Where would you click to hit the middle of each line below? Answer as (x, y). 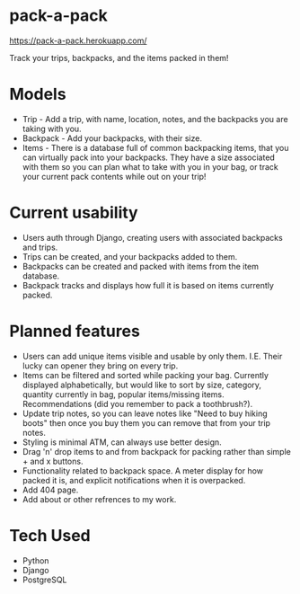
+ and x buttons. (53, 461)
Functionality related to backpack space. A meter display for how (142, 470)
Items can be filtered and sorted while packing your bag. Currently (146, 375)
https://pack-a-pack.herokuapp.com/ (78, 40)
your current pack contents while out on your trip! (114, 176)
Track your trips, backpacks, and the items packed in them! (119, 58)
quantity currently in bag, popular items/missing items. (123, 394)
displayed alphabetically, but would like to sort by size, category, (142, 385)
